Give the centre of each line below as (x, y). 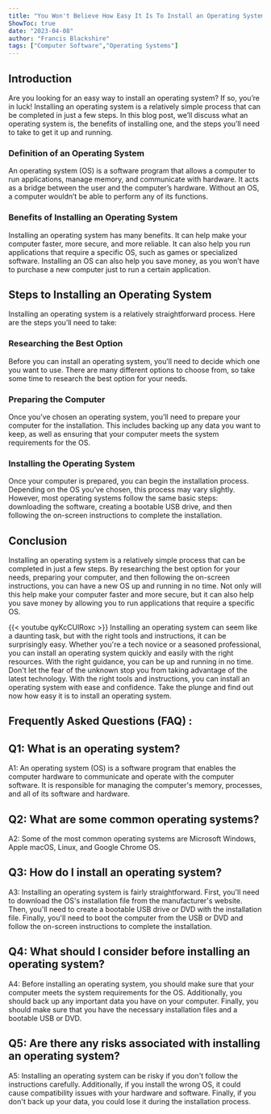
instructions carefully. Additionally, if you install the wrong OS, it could (125, 1084)
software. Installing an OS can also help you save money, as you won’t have (134, 261)
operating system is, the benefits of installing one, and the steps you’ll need (134, 124)
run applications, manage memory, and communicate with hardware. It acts (134, 179)
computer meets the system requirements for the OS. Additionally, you (125, 992)
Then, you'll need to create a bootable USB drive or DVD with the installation (135, 909)
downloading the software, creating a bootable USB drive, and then (120, 507)
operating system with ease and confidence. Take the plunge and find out (131, 688)
